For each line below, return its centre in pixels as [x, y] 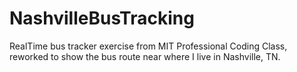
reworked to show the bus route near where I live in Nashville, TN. [145, 56]
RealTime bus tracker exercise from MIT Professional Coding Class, [148, 46]
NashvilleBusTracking [102, 18]
